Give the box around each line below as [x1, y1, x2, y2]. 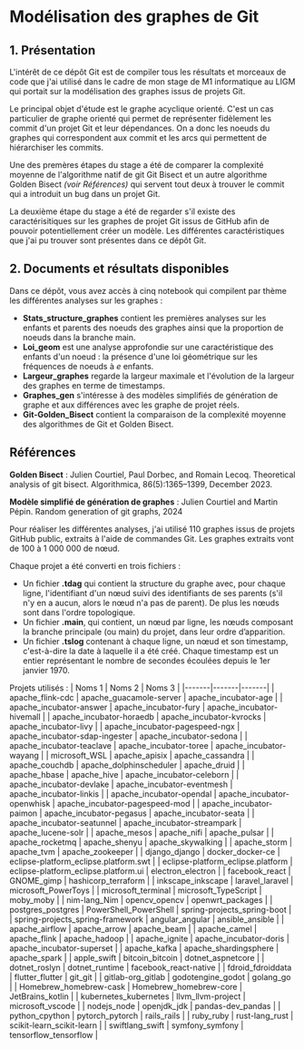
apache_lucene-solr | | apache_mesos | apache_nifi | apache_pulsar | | [9, 827, 275, 838]
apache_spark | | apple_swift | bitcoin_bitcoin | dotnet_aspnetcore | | [9, 952, 265, 963]
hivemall [9, 711, 41, 722]
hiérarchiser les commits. [9, 142, 104, 152]
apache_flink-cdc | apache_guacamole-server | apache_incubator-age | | [9, 691, 283, 702]
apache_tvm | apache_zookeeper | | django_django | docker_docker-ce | [9, 846, 280, 857]
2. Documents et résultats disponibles [9, 261, 230, 277]
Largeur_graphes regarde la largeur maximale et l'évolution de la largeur [22, 370, 295, 381]
